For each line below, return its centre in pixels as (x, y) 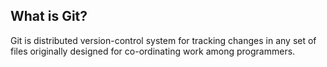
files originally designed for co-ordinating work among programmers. (153, 51)
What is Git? (49, 16)
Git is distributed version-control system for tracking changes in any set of (163, 40)
